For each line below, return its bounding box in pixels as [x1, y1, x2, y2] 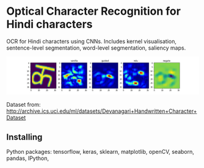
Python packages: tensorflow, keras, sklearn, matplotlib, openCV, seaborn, [6, 148, 194, 156]
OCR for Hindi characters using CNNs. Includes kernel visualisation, [6, 37, 177, 45]
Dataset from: [6, 101, 41, 109]
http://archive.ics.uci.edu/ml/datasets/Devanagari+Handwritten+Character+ [6, 107, 197, 115]
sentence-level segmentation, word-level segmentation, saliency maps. [6, 44, 186, 52]
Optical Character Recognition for [6, 4, 181, 18]
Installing [6, 132, 43, 142]
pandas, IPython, [6, 155, 49, 162]
